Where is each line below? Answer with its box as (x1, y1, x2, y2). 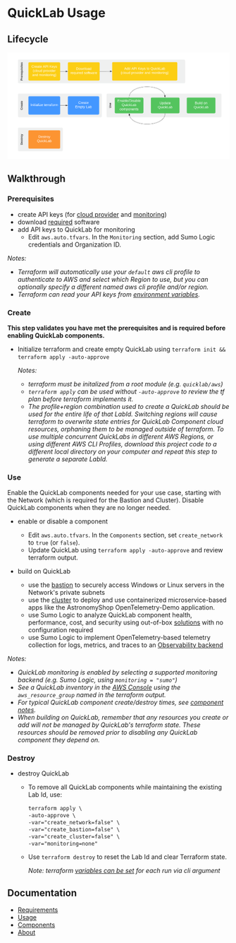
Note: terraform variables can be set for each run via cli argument (27, 867, 221, 875)
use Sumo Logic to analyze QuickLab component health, (27, 611, 192, 619)
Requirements (17, 906, 58, 914)
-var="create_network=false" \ (27, 819, 120, 826)
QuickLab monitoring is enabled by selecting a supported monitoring (17, 668, 218, 677)
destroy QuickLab (17, 769, 69, 778)
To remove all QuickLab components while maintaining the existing (27, 783, 222, 792)
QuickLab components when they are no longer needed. (7, 504, 171, 512)
